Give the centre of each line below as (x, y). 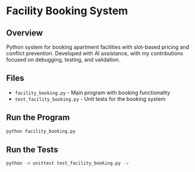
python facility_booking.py (41, 131)
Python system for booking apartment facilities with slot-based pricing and (98, 47)
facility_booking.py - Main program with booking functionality (92, 93)
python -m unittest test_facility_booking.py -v (67, 163)
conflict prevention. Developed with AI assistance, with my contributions (95, 53)
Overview (25, 33)
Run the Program (38, 118)
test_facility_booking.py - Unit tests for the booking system (90, 98)
